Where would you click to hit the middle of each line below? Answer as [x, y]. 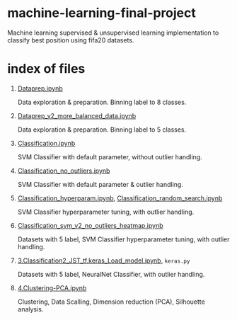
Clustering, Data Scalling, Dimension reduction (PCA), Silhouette [111, 302]
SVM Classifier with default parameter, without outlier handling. [110, 156]
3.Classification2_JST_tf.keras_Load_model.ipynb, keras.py [104, 261]
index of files [46, 69]
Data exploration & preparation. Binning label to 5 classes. [102, 130]
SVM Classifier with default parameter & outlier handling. [100, 184]
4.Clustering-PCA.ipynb [52, 287]
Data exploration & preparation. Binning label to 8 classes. [102, 102]
